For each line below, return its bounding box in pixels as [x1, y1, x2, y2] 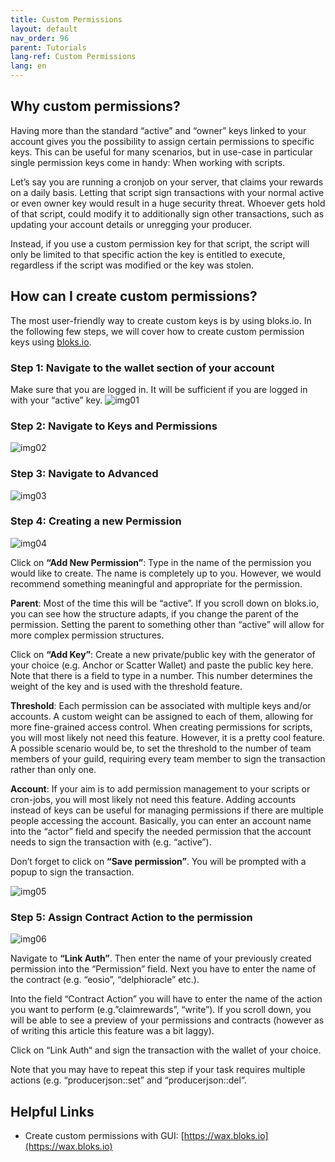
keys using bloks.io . [10, 336, 92, 348]
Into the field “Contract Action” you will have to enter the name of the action [10, 993, 323, 1005]
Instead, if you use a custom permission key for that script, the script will [10, 237, 310, 250]
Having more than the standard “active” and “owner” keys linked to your [10, 124, 307, 136]
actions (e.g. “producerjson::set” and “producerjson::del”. [10, 1074, 247, 1086]
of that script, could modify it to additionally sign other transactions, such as [10, 207, 325, 220]
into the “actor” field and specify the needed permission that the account [10, 825, 312, 837]
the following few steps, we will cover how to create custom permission [10, 325, 305, 337]
